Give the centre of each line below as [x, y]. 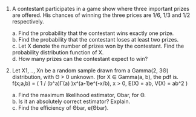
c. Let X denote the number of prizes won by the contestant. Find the [98, 46]
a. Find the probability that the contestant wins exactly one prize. [93, 33]
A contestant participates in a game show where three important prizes [100, 9]
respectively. [28, 21]
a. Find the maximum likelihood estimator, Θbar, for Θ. [79, 95]
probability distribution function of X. [58, 52]
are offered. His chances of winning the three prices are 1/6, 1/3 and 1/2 [101, 15]
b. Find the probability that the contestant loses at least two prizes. [95, 40]
